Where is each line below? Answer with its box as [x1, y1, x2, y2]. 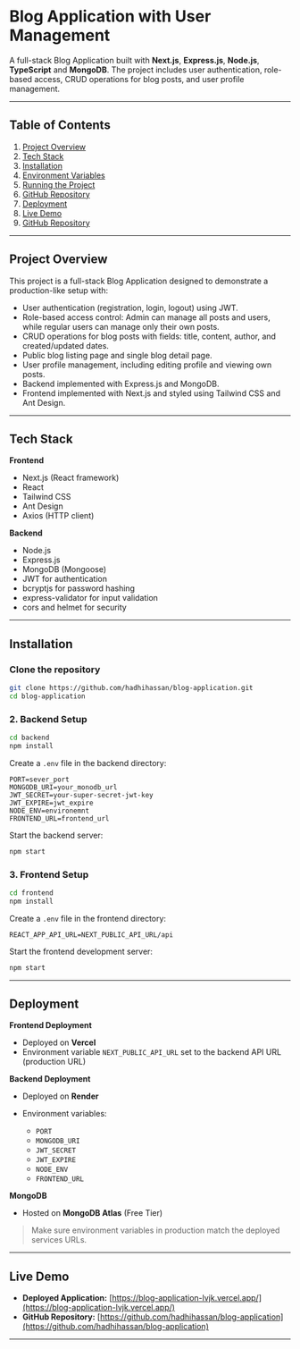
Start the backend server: [9, 830, 104, 840]
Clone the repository [9, 663, 101, 676]
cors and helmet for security [21, 602, 127, 613]
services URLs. [30, 1235, 87, 1245]
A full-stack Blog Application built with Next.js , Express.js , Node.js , [9, 55, 260, 65]
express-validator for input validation [21, 593, 159, 603]
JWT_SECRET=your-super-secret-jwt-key [9, 790, 154, 799]
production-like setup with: [9, 284, 109, 296]
